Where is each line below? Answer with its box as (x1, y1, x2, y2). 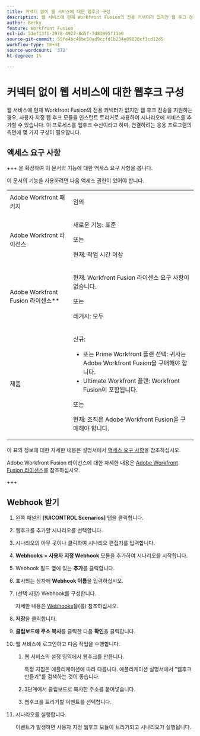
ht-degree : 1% (7, 53, 42, 59)
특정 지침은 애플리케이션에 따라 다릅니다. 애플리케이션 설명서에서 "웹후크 (24, 666, 192, 673)
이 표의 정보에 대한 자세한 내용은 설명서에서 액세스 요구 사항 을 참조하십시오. (7, 447, 181, 454)
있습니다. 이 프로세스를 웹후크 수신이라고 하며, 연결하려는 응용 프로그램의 (24, 121, 192, 128)
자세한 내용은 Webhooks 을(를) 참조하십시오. (15, 602, 119, 609)
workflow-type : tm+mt (7, 42, 61, 48)
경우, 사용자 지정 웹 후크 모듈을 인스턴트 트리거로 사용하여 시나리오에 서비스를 (7, 113, 186, 121)
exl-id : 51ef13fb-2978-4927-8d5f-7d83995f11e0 (7, 31, 124, 37)
